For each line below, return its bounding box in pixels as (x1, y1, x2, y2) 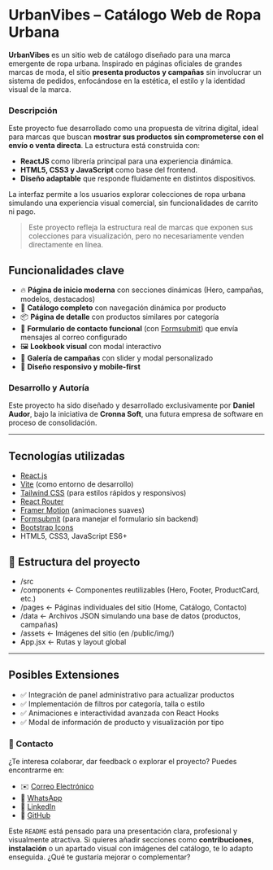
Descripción (8, 104, 58, 116)
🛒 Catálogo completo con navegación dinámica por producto (19, 303, 227, 313)
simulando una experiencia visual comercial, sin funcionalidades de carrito (8, 198, 258, 208)
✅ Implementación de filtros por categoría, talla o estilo (19, 698, 206, 709)
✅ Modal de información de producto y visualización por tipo (19, 717, 224, 727)
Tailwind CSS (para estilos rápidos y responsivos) (19, 488, 187, 498)
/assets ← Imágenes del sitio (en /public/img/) (19, 628, 175, 638)
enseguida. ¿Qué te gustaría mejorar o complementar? (8, 852, 191, 862)
